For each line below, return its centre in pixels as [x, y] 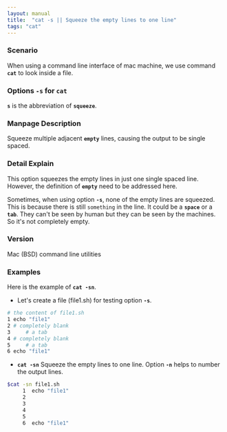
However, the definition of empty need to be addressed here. [92, 186]
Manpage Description [44, 123]
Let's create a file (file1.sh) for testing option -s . [84, 300]
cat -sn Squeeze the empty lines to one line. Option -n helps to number [118, 364]
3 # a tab [28, 332]
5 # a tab [28, 345]
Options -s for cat [37, 90]
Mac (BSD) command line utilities [54, 254]
